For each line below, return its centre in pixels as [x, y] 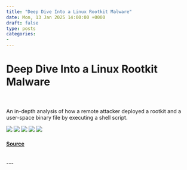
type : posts [21, 28]
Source [16, 144]
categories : [21, 34]
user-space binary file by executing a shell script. [67, 117]
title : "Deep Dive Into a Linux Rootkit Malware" [69, 12]
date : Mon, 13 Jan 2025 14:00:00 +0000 [56, 17]
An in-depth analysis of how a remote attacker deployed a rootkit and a [94, 111]
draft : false [22, 23]
